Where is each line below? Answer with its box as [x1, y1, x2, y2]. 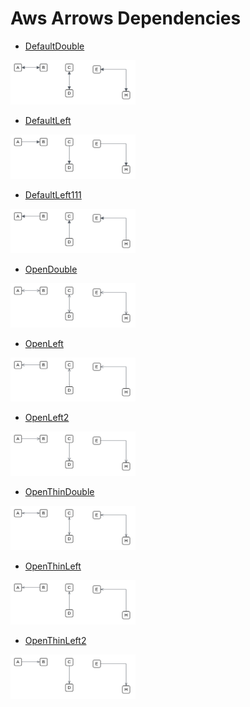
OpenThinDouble [24, 486, 95, 498]
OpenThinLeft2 [24, 635, 87, 647]
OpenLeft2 [24, 412, 70, 424]
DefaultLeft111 [24, 188, 82, 201]
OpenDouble [24, 263, 78, 275]
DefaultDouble [24, 40, 85, 52]
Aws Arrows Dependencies [10, 7, 242, 30]
